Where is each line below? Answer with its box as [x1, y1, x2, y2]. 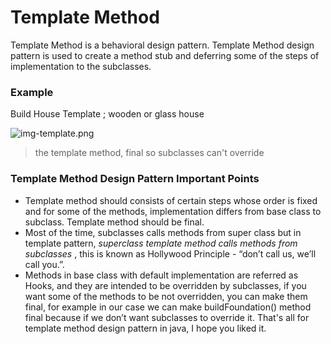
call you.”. [24, 258, 65, 270]
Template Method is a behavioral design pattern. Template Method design [10, 39, 315, 51]
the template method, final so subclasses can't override [34, 147, 265, 159]
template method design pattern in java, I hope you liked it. [24, 322, 267, 334]
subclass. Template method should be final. [24, 216, 205, 228]
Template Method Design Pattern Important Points [10, 172, 260, 186]
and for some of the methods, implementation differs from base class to [24, 205, 322, 217]
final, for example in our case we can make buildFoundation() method [24, 301, 312, 313]
